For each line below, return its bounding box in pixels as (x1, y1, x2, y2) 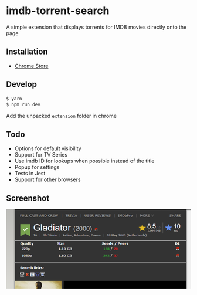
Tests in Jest (14, 170, 46, 177)
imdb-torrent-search (6, 4, 110, 18)
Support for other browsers (14, 176, 81, 183)
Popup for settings (14, 164, 60, 171)
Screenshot (6, 193, 50, 203)
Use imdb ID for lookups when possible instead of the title (14, 157, 155, 165)
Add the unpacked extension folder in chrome (6, 113, 117, 120)
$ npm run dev (6, 101, 41, 108)
